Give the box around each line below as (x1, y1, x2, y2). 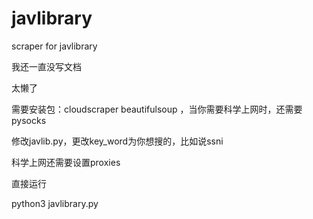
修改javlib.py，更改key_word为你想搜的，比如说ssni (11, 135, 224, 147)
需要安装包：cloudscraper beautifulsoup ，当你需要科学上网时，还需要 (11, 103, 303, 115)
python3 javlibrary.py (11, 197, 99, 209)
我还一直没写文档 (11, 60, 82, 72)
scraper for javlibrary (11, 40, 98, 52)
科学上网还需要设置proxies (11, 156, 121, 168)
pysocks (11, 114, 47, 126)
